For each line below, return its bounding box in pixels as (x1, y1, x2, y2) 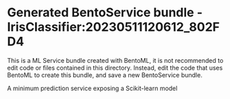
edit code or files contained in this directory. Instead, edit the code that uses (7, 63, 223, 72)
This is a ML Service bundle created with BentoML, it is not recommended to (7, 56, 224, 64)
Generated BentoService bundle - (7, 5, 203, 20)
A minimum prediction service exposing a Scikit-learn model (7, 84, 178, 92)
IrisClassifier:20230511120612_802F (7, 19, 220, 35)
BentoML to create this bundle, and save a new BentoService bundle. (7, 70, 203, 79)
